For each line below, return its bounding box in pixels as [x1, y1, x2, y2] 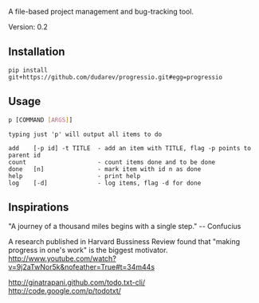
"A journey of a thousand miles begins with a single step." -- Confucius [8, 222, 241, 231]
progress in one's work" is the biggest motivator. [8, 246, 168, 255]
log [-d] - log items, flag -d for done [8, 179, 202, 187]
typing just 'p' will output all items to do [8, 130, 162, 138]
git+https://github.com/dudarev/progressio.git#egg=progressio [8, 73, 223, 81]
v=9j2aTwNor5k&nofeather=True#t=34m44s [8, 262, 155, 272]
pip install [8, 66, 48, 74]
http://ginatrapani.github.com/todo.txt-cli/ [8, 278, 146, 287]
